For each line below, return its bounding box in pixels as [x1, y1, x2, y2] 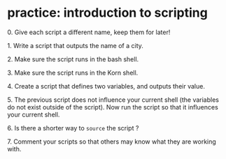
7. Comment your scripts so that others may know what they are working [7, 137, 217, 146]
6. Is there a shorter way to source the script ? [7, 123, 139, 132]
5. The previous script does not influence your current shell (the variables [7, 96, 219, 104]
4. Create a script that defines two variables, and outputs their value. [7, 82, 205, 90]
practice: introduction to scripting [7, 5, 208, 21]
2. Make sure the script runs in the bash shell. [7, 54, 139, 63]
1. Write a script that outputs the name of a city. [7, 41, 143, 50]
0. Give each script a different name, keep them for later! [7, 28, 171, 36]
